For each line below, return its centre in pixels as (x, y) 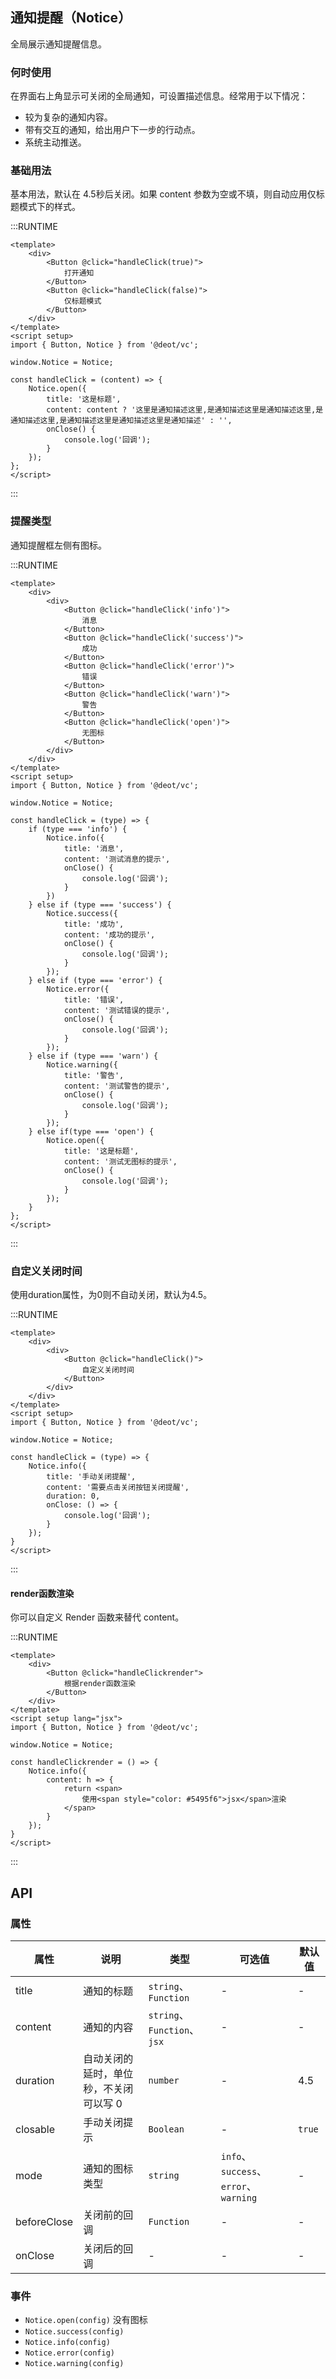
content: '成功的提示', (109, 934)
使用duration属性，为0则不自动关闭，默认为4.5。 (111, 1294)
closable (35, 2129)
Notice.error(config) (69, 2353)
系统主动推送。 (55, 142)
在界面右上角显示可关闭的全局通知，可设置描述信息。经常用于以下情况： (159, 96)
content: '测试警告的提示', (117, 1086)
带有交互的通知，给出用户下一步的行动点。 (112, 130)
